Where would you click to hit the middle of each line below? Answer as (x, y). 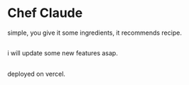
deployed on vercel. (37, 74)
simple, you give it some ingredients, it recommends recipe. (95, 33)
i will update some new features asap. (63, 53)
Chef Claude (45, 13)
